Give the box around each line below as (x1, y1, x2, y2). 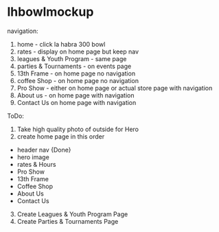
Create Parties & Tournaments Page (16, 217, 119, 225)
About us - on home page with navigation (16, 91, 135, 100)
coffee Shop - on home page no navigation (16, 76, 139, 84)
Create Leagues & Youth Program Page (16, 210, 128, 218)
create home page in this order (16, 132, 105, 141)
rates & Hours (16, 160, 56, 168)
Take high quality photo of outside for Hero (16, 125, 139, 133)
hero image (16, 152, 49, 161)
